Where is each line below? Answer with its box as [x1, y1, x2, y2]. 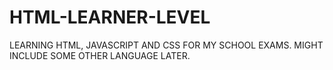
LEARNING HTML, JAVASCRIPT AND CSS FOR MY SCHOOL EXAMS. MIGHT [9, 39, 324, 51]
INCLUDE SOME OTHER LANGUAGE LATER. [9, 49, 191, 61]
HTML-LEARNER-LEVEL [9, 6, 211, 29]
